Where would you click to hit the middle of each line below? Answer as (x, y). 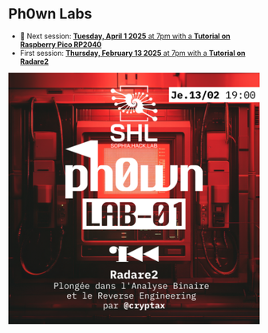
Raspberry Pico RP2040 (61, 44)
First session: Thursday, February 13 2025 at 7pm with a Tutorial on (132, 53)
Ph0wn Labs (50, 14)
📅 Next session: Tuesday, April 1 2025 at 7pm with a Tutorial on (125, 36)
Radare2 (34, 61)
